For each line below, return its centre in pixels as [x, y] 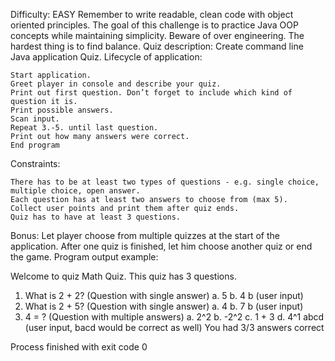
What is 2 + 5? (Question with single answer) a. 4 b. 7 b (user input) [164, 306]
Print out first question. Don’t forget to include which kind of [151, 93]
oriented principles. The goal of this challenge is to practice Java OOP [154, 25]
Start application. [51, 75]
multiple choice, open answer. [75, 191]
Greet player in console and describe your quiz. [116, 84]
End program [35, 145]
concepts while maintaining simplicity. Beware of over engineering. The [157, 35]
